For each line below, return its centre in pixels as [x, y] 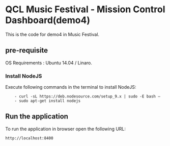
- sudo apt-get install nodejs [48, 101]
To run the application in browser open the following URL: [66, 129]
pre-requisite [27, 50]
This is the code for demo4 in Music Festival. [52, 34]
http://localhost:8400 [29, 138]
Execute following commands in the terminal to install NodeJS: [71, 87]
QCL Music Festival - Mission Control [85, 9]
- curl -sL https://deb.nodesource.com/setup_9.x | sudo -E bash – [87, 96]
